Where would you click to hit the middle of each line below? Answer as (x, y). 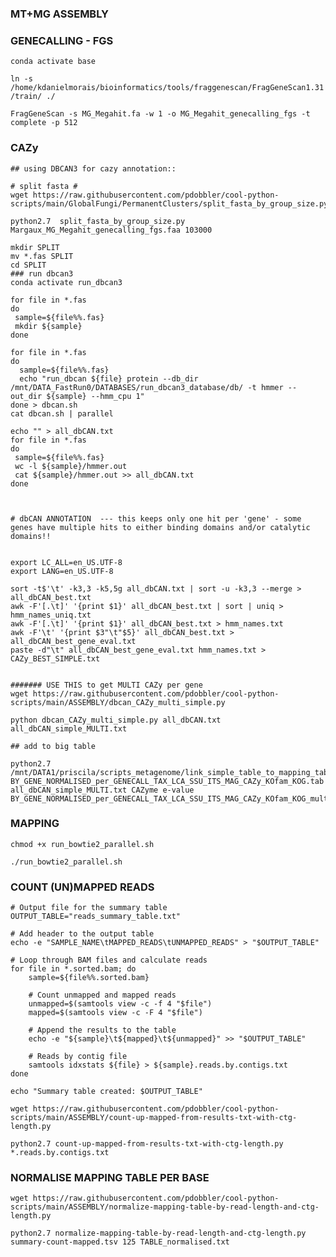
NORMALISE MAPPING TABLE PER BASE (110, 1178)
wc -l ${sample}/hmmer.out (71, 466)
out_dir (26, 396)
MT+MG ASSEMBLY (59, 14)
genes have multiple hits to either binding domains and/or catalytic (160, 527)
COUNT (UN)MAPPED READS (82, 887)
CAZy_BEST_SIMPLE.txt (55, 658)
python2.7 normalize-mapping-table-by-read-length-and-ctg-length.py (158, 1233)
